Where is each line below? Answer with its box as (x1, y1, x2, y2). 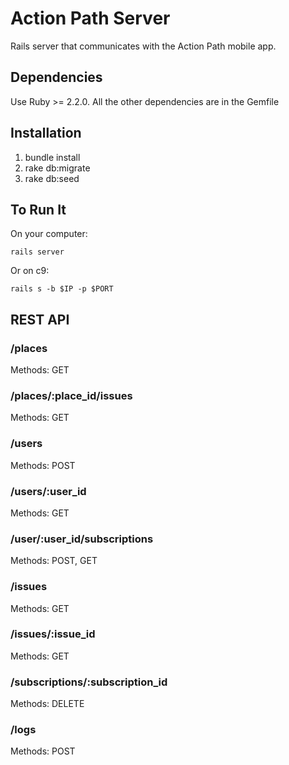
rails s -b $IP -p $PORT (10, 284, 114, 294)
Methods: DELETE (10, 698, 85, 710)
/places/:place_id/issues (10, 388, 133, 402)
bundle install (24, 151, 81, 163)
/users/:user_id (10, 484, 87, 498)
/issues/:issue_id (10, 627, 96, 641)
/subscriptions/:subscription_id (10, 675, 168, 689)
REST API (10, 311, 70, 328)
